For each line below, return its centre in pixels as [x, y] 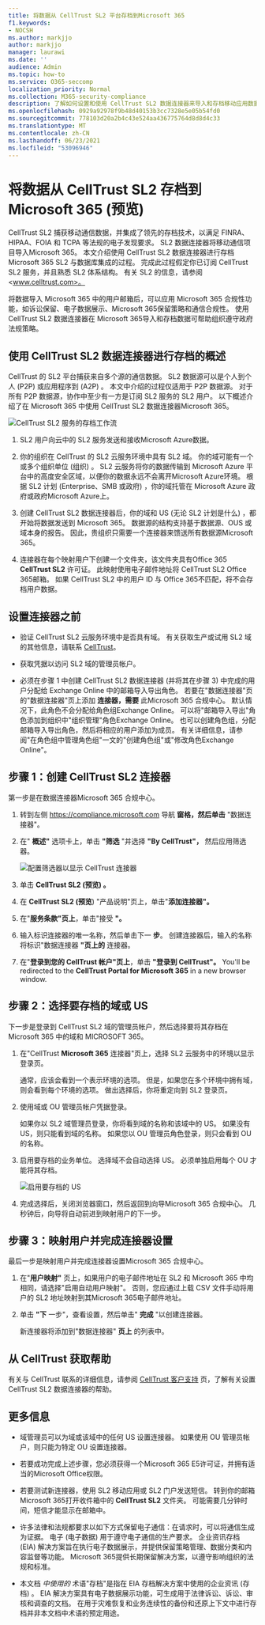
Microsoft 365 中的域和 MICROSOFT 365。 [78, 1036]
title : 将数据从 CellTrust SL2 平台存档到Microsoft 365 [97, 15]
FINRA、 [235, 233]
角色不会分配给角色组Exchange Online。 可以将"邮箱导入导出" [148, 710]
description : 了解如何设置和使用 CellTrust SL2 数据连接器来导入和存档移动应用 [128, 104]
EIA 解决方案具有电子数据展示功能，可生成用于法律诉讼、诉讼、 [143, 1593]
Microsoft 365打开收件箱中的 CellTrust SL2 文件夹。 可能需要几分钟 [130, 1500]
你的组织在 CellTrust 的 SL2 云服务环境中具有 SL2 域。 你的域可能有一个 [136, 456]
